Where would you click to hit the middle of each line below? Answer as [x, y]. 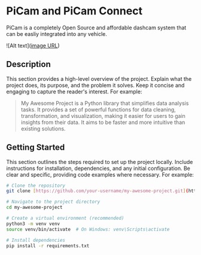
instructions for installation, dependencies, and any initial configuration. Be [98, 168]
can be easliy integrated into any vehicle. [57, 34]
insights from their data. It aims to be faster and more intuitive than [103, 122]
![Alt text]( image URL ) [33, 45]
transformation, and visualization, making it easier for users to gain [103, 116]
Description [28, 64]
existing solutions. [43, 128]
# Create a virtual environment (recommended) [65, 218]
